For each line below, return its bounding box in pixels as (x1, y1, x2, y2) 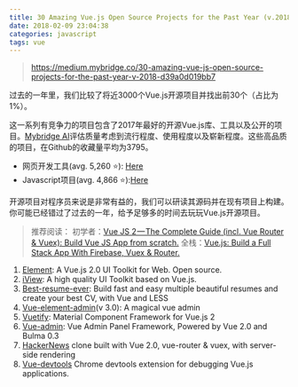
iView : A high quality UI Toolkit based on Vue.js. (21, 274, 197, 285)
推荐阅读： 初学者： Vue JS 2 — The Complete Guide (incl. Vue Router (30, 226, 285, 237)
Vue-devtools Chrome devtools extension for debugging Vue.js (21, 359, 254, 369)
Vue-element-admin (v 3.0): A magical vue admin (21, 303, 201, 313)
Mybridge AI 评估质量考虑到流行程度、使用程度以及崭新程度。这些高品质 (25, 130, 287, 142)
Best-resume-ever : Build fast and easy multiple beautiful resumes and (21, 283, 278, 294)
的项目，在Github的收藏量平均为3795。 (9, 142, 153, 153)
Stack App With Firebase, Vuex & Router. (30, 248, 180, 258)
